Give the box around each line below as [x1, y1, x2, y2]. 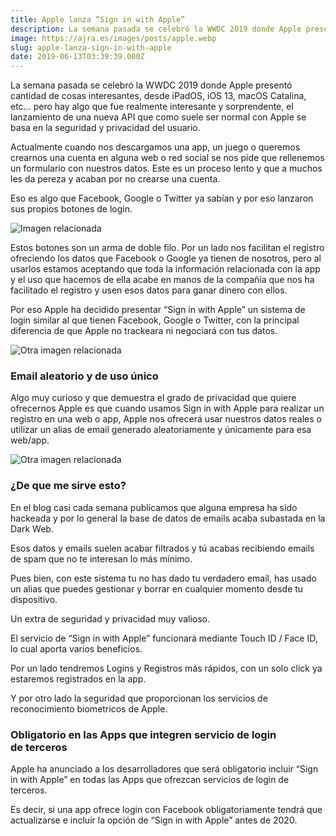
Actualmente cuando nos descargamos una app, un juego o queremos [10, 141, 301, 153]
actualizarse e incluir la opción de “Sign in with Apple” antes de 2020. [10, 814, 298, 826]
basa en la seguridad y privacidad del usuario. [10, 122, 201, 134]
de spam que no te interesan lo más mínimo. [10, 552, 193, 565]
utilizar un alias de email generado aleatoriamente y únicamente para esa [10, 424, 312, 436]
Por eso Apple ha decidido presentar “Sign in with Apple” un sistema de [10, 304, 306, 316]
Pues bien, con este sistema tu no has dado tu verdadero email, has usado [10, 572, 317, 584]
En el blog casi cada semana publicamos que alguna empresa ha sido [10, 501, 298, 513]
